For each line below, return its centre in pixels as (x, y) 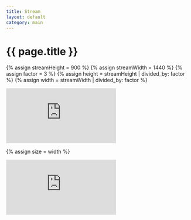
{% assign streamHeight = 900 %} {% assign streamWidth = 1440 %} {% (94, 67)
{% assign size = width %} (38, 152)
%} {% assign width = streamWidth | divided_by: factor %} (77, 80)
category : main (25, 22)
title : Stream (23, 11)
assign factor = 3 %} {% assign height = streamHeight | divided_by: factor (95, 74)
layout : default (26, 17)
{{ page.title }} (42, 51)
